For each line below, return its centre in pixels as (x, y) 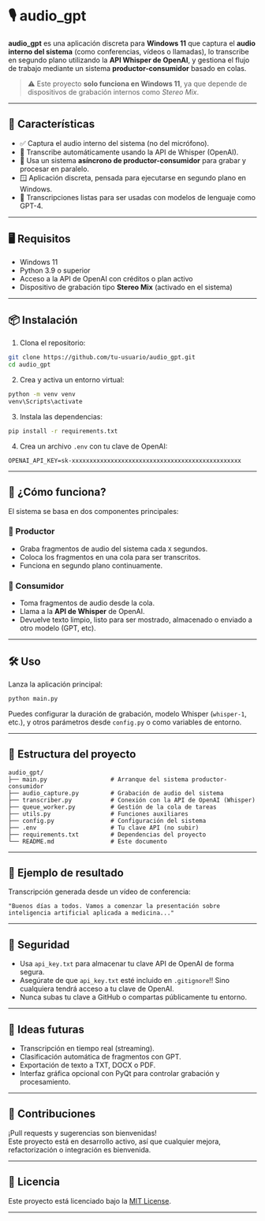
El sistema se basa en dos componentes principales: (93, 511)
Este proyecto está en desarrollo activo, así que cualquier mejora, (114, 1141)
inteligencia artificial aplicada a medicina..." (91, 913)
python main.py (33, 698)
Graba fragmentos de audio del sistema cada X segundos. (114, 549)
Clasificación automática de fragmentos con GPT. (100, 1057)
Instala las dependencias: (61, 416)
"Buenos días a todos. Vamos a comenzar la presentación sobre (114, 906)
